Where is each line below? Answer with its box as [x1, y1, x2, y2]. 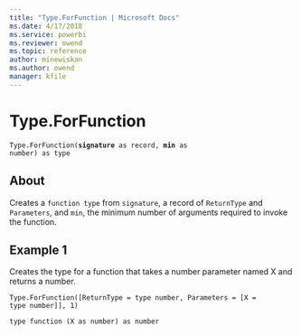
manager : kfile [9, 72, 67, 81]
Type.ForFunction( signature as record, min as [9, 141, 188, 150]
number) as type [9, 148, 71, 158]
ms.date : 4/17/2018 [9, 22, 83, 31]
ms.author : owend [9, 64, 75, 73]
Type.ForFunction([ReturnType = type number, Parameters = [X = [9, 293, 257, 302]
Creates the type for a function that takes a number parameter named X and [9, 266, 293, 277]
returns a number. [9, 276, 76, 287]
